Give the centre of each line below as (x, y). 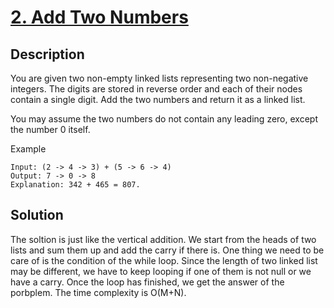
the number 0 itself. (50, 129)
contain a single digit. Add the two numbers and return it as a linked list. (158, 99)
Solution (37, 215)
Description (47, 54)
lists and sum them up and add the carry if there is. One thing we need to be (167, 250)
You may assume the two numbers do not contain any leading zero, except (164, 119)
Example (28, 149)
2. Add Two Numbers (99, 17)
